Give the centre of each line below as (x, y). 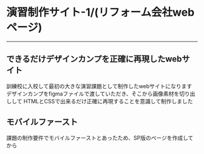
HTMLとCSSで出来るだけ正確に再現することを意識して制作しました (108, 101)
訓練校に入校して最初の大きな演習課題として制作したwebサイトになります (99, 86)
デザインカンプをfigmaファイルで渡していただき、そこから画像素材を (93, 94)
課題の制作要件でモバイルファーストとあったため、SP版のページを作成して (100, 138)
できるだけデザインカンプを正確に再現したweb (94, 59)
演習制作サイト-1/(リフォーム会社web (100, 12)
